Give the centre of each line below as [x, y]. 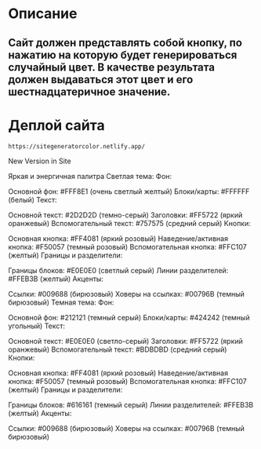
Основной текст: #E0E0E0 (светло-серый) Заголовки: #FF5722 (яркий [125, 341]
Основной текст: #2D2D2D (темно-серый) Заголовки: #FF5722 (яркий [125, 215]
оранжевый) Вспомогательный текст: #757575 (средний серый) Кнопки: [129, 223]
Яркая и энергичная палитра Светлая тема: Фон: [90, 176]
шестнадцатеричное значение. [89, 91]
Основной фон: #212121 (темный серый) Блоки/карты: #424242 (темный [129, 317]
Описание [43, 14]
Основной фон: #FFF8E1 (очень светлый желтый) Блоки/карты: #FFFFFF [129, 191]
